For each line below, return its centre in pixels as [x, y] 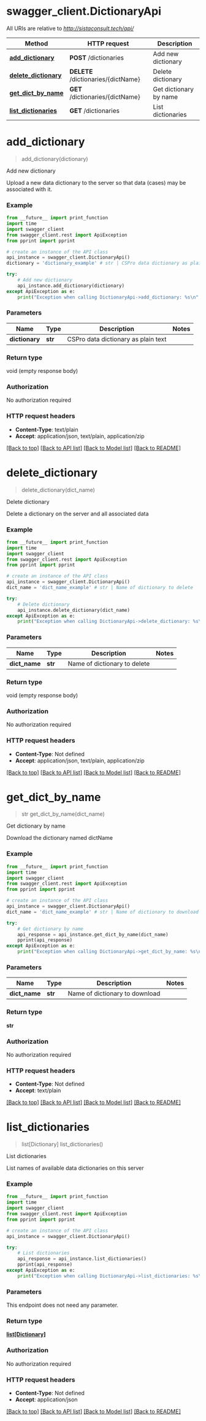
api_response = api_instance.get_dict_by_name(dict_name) [93, 934]
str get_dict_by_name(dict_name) [63, 814]
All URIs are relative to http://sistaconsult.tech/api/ [70, 28]
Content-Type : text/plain [47, 429]
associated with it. [29, 189]
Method [36, 43]
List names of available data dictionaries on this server [75, 1168]
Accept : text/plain [38, 1090]
